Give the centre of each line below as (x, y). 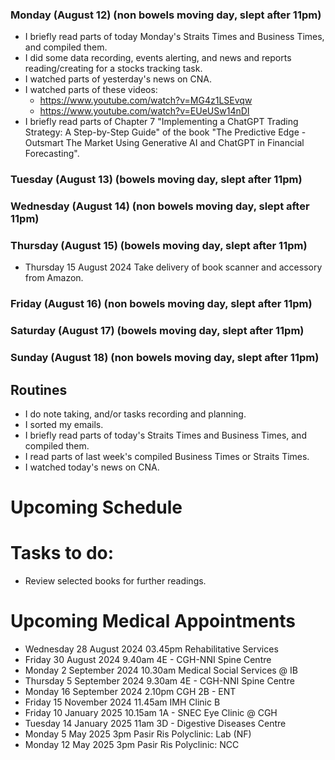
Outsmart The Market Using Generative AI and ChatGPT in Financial (164, 143)
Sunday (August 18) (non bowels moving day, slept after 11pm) (165, 358)
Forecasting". (52, 154)
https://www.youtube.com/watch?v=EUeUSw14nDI (144, 111)
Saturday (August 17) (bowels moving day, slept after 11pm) (157, 331)
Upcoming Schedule (96, 507)
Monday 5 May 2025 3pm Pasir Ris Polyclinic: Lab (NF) (138, 734)
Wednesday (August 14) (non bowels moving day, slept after (160, 206)
